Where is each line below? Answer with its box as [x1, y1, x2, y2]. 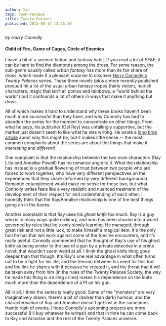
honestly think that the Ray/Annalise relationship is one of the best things [5, 197, 154, 203]
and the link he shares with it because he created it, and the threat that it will [5, 264, 161, 270]
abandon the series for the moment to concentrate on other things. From [5, 119, 153, 125]
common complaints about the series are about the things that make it [5, 140, 148, 146]
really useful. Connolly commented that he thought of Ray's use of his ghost [5, 238, 160, 244]
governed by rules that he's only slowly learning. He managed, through [5, 222, 150, 228]
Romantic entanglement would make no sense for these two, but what [5, 181, 148, 187]
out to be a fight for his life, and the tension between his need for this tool [5, 259, 155, 265]
